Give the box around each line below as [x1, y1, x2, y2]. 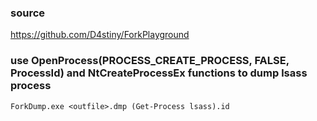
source [10, 6, 46, 20]
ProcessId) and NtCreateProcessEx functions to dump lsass [10, 66, 308, 80]
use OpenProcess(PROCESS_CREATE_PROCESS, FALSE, [10, 54, 290, 68]
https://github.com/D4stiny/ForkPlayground [10, 29, 190, 41]
